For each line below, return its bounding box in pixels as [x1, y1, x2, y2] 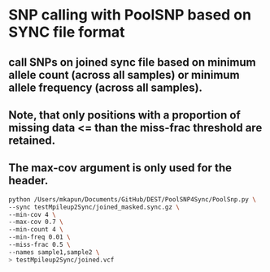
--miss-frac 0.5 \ [8, 241, 71, 249]
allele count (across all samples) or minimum [8, 67, 240, 82]
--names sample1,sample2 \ [8, 248, 100, 257]
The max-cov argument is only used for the [8, 161, 232, 175]
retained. [8, 133, 56, 147]
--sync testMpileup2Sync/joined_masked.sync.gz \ [8, 203, 181, 211]
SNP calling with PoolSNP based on [8, 6, 252, 24]
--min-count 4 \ [8, 226, 63, 234]
